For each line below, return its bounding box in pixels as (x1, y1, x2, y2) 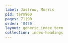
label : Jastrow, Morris (5, 7, 55, 12)
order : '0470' (5, 21, 35, 26)
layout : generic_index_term (5, 26, 64, 31)
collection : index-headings (5, 30, 64, 35)
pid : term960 (5, 12, 32, 17)
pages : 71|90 (5, 16, 32, 21)
